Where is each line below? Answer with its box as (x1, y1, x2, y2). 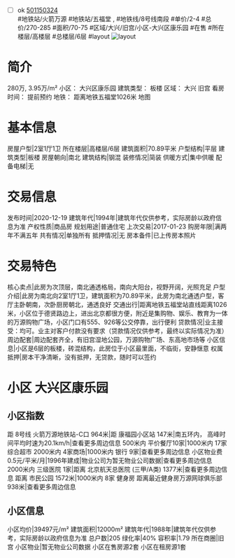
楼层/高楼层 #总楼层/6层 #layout (17, 32, 111, 41)
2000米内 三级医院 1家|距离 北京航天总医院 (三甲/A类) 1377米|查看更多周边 (7, 465, 222, 473)
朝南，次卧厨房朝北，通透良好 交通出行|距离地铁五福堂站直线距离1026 (25, 300, 227, 308)
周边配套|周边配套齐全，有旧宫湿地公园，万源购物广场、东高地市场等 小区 (7, 335, 220, 343)
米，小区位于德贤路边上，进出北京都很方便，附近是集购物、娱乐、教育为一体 (7, 308, 228, 318)
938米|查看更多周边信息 (7, 482, 76, 491)
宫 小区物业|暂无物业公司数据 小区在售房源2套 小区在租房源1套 (7, 543, 187, 551)
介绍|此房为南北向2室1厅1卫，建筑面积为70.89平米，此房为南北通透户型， (7, 291, 218, 300)
